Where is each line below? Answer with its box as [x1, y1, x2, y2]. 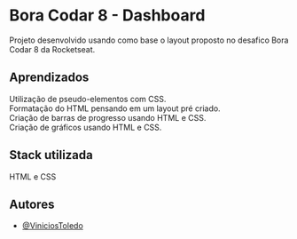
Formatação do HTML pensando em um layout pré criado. [9, 103, 221, 114]
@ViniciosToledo [21, 220, 84, 231]
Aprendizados [9, 70, 90, 85]
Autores [9, 196, 55, 211]
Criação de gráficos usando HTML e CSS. [9, 122, 162, 132]
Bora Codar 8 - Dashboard [9, 5, 206, 26]
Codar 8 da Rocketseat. [9, 44, 96, 54]
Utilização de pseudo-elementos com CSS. [9, 93, 167, 104]
